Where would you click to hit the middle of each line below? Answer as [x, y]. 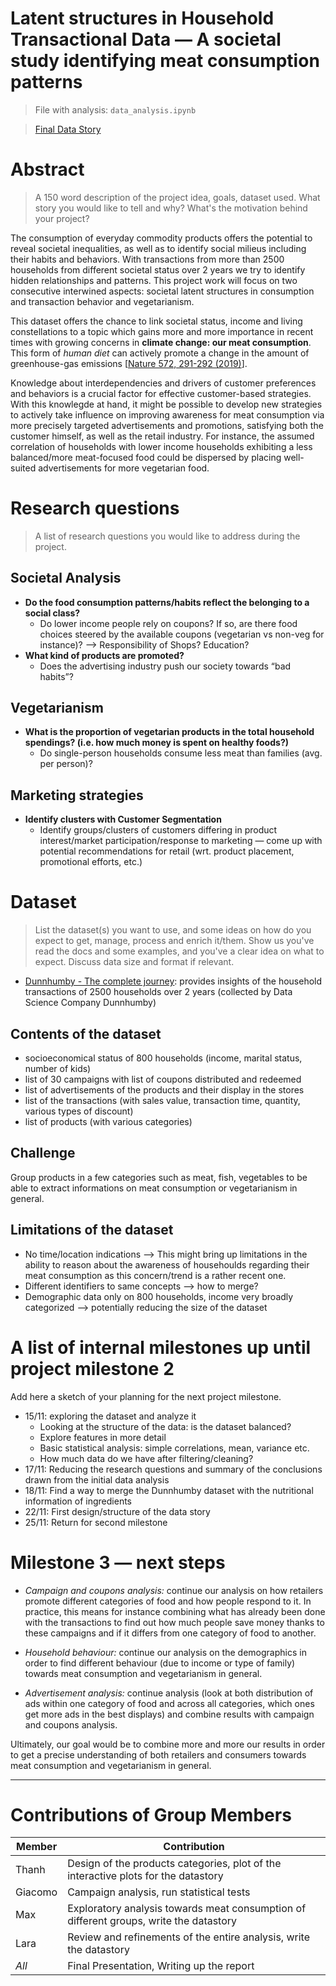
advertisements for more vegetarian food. [124, 468]
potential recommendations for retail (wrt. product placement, [167, 851]
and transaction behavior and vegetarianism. [102, 301]
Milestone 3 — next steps [118, 1562]
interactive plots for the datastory [145, 1876]
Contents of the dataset [86, 1033]
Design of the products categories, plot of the [174, 1864]
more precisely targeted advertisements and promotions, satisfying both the [167, 425]
